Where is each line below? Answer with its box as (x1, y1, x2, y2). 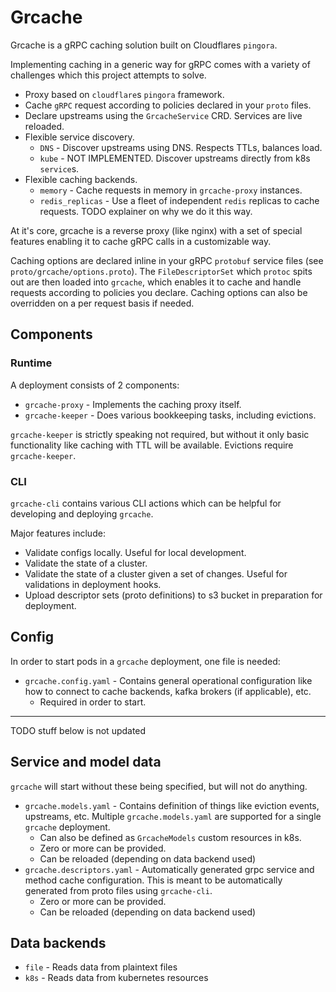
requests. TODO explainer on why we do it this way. (39, 205, 253, 217)
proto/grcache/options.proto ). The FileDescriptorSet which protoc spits (10, 265, 313, 277)
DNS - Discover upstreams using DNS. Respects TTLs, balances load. (39, 141, 323, 153)
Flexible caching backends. (24, 173, 138, 185)
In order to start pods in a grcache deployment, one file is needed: (10, 655, 281, 667)
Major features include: (10, 527, 106, 539)
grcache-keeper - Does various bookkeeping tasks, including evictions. (24, 409, 317, 421)
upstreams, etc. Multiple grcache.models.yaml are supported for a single (24, 810, 322, 822)
